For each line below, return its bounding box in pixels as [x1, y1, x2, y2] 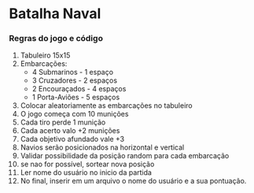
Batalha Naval [9, 5, 101, 23]
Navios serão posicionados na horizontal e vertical [20, 143, 185, 152]
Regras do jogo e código [9, 33, 103, 44]
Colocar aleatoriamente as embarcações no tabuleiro [20, 101, 193, 110]
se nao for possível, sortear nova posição [20, 159, 155, 169]
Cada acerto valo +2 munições [20, 126, 120, 135]
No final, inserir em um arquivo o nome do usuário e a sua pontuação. [20, 176, 247, 186]
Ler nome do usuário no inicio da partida [20, 168, 153, 177]
